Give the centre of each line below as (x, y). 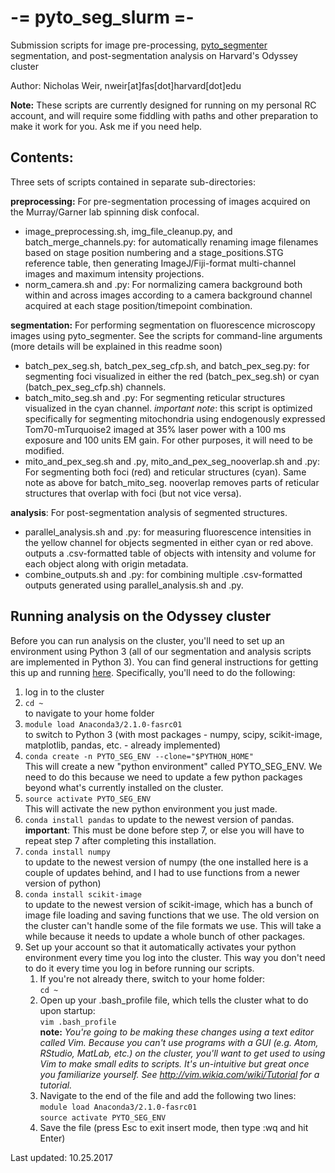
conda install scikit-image (83, 894)
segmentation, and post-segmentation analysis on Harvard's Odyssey (154, 55)
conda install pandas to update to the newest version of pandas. (159, 819)
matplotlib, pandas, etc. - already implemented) (123, 745)
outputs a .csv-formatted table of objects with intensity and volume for (170, 553)
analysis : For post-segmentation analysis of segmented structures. (149, 512)
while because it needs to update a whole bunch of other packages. (165, 936)
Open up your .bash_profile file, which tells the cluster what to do (174, 1000)
